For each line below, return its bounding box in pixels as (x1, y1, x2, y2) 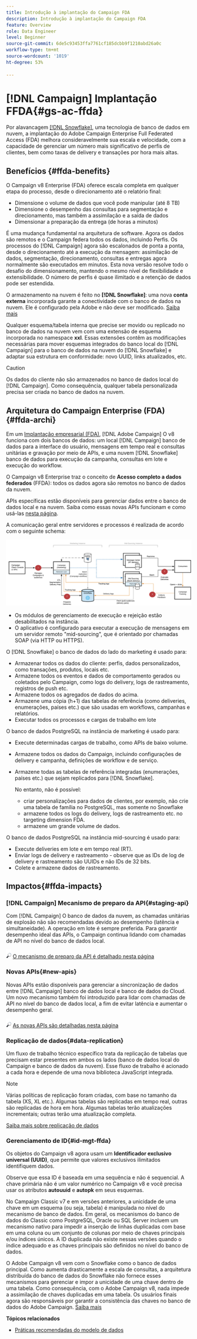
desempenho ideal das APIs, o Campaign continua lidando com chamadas (6, 931, 186, 939)
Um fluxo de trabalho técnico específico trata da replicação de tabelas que (6, 1050, 188, 1057)
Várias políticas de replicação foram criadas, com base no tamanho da (6, 1092, 177, 1099)
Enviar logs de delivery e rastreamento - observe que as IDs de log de (14, 851, 185, 859)
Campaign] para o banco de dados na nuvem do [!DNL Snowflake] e (6, 347, 172, 354)
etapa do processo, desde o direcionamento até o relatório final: (6, 188, 162, 195)
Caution (6, 364, 25, 372)
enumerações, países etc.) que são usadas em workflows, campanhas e (14, 703, 190, 711)
